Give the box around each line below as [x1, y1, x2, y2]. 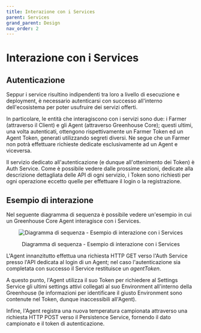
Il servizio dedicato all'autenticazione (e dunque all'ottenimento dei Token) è [6, 159, 195, 166]
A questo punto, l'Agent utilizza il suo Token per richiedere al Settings [6, 277, 178, 284]
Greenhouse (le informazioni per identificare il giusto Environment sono [6, 289, 182, 296]
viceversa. [6, 147, 32, 155]
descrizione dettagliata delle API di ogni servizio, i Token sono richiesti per [6, 171, 191, 178]
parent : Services [6, 14, 50, 20]
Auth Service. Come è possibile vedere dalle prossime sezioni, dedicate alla [6, 165, 194, 172]
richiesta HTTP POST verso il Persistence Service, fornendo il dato [6, 314, 171, 321]
